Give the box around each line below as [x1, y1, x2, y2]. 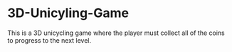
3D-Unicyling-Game [7, 5, 130, 21]
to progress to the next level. [7, 36, 92, 44]
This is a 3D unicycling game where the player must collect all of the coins [7, 28, 226, 37]
